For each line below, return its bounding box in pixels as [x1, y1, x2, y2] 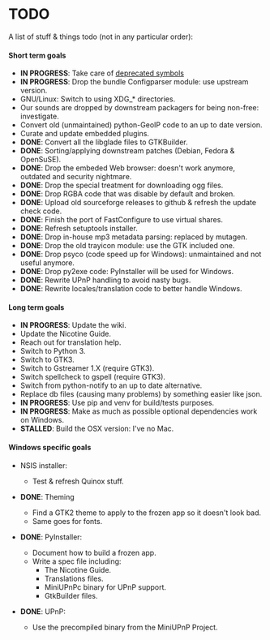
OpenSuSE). [19, 155, 62, 165]
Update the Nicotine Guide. [19, 329, 112, 339]
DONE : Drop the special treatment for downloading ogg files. [19, 180, 224, 191]
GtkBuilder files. [44, 591, 98, 600]
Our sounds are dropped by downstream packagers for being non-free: [19, 103, 259, 113]
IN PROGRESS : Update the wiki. [19, 320, 127, 330]
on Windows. [19, 415, 65, 425]
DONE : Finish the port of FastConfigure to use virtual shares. [19, 215, 223, 225]
